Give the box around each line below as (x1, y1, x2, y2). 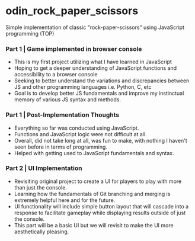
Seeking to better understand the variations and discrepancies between (14, 77, 190, 84)
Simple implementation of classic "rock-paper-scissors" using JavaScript (5, 24, 185, 31)
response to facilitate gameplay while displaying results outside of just (14, 209, 186, 216)
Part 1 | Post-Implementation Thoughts (5, 111, 120, 119)
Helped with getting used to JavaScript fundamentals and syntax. (14, 149, 174, 156)
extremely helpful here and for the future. (14, 197, 116, 204)
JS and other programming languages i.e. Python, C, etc (14, 83, 152, 91)
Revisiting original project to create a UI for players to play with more (14, 178, 182, 185)
